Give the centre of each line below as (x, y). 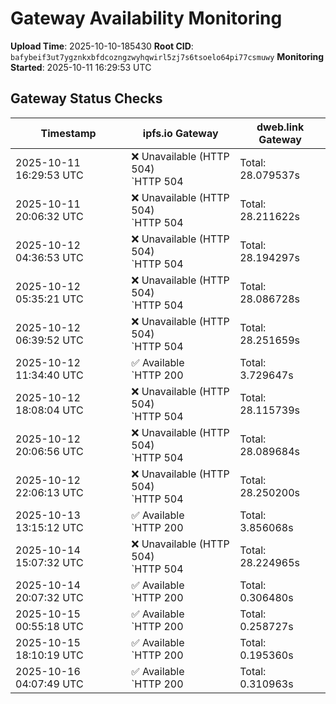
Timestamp (68, 133)
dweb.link (280, 127)
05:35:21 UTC (49, 299)
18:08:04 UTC (49, 410)
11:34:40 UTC (49, 375)
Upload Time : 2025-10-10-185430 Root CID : (102, 46)
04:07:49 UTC (49, 684)
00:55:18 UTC (49, 626)
